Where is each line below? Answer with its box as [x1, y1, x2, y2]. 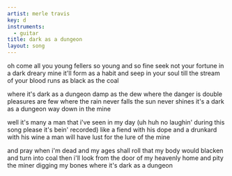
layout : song [7, 42, 45, 49]
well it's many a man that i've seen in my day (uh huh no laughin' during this [7, 118, 225, 126]
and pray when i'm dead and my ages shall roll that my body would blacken [7, 147, 224, 154]
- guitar [13, 29, 39, 37]
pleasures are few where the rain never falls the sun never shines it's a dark [7, 97, 224, 105]
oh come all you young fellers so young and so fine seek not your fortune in [7, 62, 224, 70]
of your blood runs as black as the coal [7, 77, 119, 84]
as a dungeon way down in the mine [7, 105, 111, 113]
